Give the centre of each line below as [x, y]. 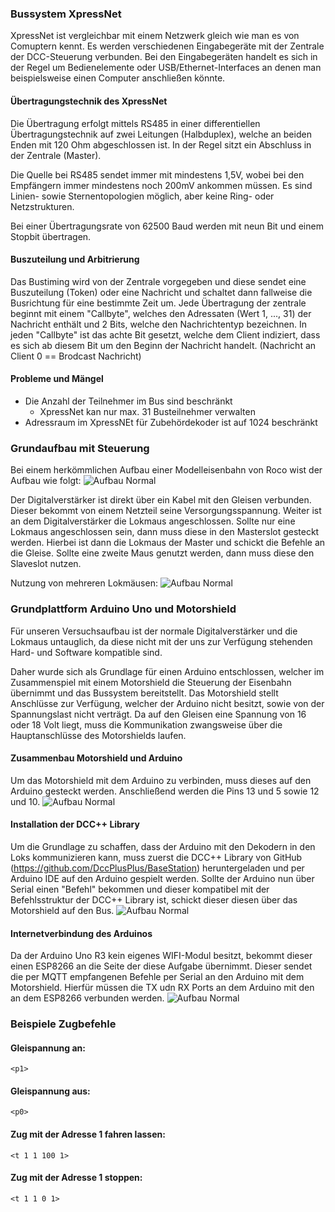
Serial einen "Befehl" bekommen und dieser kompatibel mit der [140, 889]
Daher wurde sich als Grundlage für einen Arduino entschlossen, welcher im [167, 671]
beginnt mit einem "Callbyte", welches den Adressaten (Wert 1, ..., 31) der [161, 313]
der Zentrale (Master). [56, 155]
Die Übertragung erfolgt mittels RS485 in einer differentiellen [135, 123]
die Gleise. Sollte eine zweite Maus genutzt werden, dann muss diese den [162, 553]
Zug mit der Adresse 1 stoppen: [76, 1178]
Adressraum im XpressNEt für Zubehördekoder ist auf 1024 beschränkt [171, 422]
